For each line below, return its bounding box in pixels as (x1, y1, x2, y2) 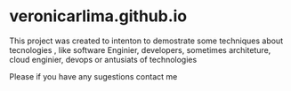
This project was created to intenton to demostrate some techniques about (9, 35, 283, 46)
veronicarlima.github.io (9, 6, 188, 27)
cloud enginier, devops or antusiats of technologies (9, 54, 198, 64)
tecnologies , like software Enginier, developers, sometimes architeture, (9, 44, 271, 55)
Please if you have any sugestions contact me (9, 71, 178, 81)
